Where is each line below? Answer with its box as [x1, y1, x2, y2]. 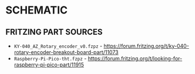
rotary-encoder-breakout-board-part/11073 [14, 49, 119, 56]
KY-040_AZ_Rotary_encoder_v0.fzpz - [14, 42, 103, 49]
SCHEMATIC [5, 4, 68, 17]
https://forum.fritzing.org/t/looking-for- [88, 55, 183, 62]
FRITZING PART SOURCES [5, 27, 103, 37]
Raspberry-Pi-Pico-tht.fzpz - [14, 55, 87, 62]
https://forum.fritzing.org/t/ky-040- [103, 42, 189, 49]
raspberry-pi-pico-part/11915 [14, 61, 85, 68]
